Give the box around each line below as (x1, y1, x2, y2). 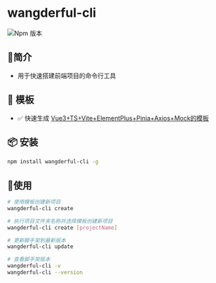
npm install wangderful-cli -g (7, 158, 99, 165)
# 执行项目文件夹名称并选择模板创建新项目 (7, 217, 114, 225)
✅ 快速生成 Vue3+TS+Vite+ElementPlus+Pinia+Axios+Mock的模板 (17, 113, 209, 122)
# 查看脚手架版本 (7, 256, 50, 263)
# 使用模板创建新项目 (7, 198, 61, 206)
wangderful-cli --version (7, 269, 83, 276)
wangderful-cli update (7, 243, 74, 250)
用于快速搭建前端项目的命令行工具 (17, 71, 116, 80)
